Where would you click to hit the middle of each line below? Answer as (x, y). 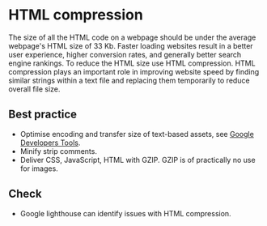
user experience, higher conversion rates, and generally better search (125, 54)
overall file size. (34, 89)
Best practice (43, 115)
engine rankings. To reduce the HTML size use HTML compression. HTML (132, 63)
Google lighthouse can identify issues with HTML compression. (126, 213)
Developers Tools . (50, 143)
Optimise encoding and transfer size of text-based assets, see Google (137, 134)
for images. (39, 168)
